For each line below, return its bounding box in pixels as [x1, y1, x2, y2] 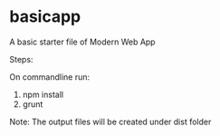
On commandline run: [9, 71, 91, 83]
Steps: [9, 53, 33, 64]
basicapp [9, 6, 81, 27]
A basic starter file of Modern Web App [9, 36, 156, 47]
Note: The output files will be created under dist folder [9, 116, 212, 127]
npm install [22, 89, 64, 100]
